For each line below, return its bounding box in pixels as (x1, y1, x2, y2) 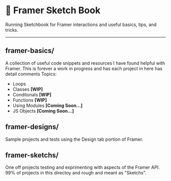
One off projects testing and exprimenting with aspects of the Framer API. (5, 164, 160, 170)
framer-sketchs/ (5, 150, 59, 160)
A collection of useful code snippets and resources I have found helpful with (5, 60, 165, 66)
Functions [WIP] (12, 97, 47, 103)
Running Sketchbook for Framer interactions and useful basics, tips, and (5, 21, 157, 28)
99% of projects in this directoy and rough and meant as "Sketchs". (5, 170, 147, 176)
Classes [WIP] (12, 86, 43, 92)
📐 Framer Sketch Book (5, 5, 101, 16)
